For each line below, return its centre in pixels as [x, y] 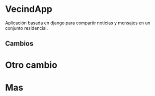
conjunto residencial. [27, 28]
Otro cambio [31, 65]
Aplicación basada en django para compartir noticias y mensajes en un [78, 23]
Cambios [19, 44]
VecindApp [29, 9]
